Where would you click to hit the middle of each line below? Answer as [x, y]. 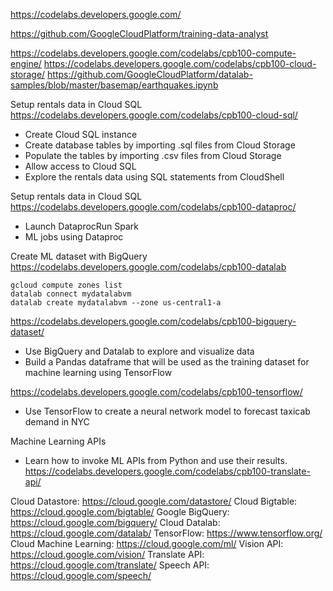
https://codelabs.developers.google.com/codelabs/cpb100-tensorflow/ [156, 392]
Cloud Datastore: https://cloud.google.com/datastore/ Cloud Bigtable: [154, 501]
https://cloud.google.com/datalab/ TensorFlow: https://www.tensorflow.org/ [166, 533]
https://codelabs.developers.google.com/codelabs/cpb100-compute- [153, 53]
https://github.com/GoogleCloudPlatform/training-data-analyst [139, 33]
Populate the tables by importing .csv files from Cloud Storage [153, 155]
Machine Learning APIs [58, 441]
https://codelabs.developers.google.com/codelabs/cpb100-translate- [167, 471]
